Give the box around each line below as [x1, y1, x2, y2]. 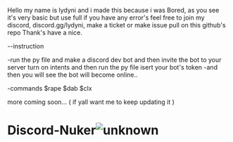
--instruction [7, 42, 44, 50]
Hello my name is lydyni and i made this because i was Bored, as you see [7, 6, 220, 14]
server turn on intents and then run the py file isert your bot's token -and [7, 63, 218, 71]
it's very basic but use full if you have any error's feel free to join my [7, 13, 206, 22]
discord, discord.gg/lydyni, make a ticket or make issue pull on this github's [7, 21, 227, 29]
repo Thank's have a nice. [7, 28, 83, 37]
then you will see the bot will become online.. [7, 70, 139, 79]
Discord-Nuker [7, 122, 96, 138]
